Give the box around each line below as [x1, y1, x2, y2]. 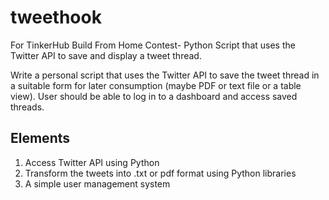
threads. [10, 101, 45, 113]
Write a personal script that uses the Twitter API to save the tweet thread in [10, 69, 320, 81]
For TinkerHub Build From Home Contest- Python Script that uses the [10, 39, 296, 51]
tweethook [10, 6, 102, 29]
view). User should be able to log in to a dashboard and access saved [10, 90, 298, 102]
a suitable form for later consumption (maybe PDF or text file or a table [10, 79, 302, 91]
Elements [10, 130, 71, 147]
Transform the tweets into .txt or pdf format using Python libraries [24, 167, 297, 179]
